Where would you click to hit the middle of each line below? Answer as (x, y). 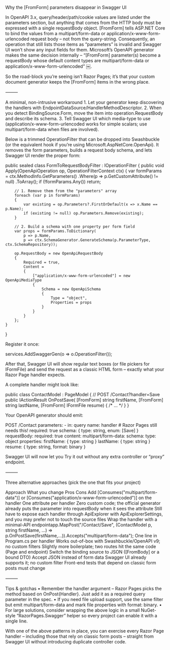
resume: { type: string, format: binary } (45, 447)
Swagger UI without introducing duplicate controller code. (66, 642)
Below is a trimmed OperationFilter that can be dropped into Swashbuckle (82, 139)
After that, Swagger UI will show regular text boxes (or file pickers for (78, 364)
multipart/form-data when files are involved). (52, 129)
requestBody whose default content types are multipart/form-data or (77, 60)
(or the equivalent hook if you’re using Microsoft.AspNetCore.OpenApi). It (82, 145)
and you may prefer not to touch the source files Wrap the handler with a (81, 519)
